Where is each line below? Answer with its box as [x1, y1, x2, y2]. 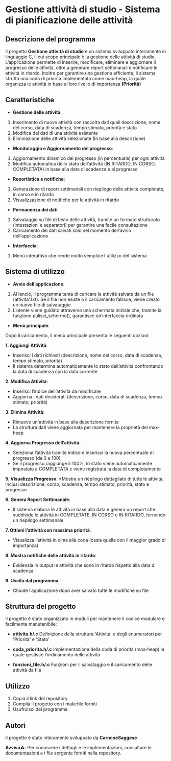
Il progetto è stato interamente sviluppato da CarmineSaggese [5, 734, 137, 741]
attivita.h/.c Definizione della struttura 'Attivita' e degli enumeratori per [12, 631, 162, 637]
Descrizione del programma [5, 35, 96, 43]
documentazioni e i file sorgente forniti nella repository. [5, 750, 121, 756]
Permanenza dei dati [12, 206, 58, 212]
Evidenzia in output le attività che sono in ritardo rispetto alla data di [12, 562, 156, 568]
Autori [5, 721, 26, 730]
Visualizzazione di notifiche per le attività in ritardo [12, 197, 119, 203]
